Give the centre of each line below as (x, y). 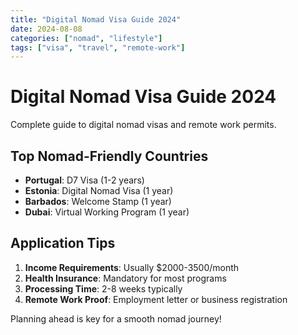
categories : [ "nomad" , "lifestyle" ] (86, 38)
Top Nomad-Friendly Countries (109, 156)
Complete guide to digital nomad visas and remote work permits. (143, 125)
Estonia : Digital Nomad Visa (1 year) (99, 190)
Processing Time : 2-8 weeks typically (103, 288)
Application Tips (63, 243)
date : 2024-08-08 (46, 29)
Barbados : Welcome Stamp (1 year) (98, 201)
